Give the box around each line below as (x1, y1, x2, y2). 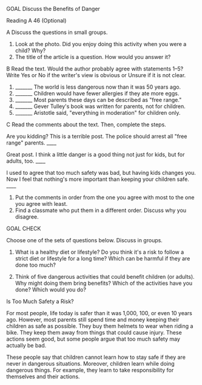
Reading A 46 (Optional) (6, 17, 67, 24)
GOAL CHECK (6, 225, 41, 232)
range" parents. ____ (6, 139, 56, 146)
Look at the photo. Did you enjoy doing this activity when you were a (15, 41, 187, 47)
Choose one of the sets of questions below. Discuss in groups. (6, 237, 163, 244)
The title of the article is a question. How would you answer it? (15, 53, 171, 60)
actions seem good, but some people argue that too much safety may (6, 335, 181, 342)
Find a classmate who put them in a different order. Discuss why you (15, 206, 187, 214)
